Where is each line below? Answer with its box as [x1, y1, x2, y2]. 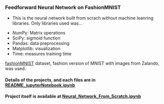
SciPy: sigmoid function [12, 35, 61, 41]
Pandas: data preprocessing [12, 40, 70, 46]
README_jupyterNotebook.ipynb [5, 82, 75, 88]
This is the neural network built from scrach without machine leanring [12, 15, 154, 21]
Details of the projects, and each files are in [5, 77, 96, 83]
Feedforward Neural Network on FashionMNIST [5, 4, 121, 11]
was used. [5, 66, 26, 71]
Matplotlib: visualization [12, 46, 61, 52]
